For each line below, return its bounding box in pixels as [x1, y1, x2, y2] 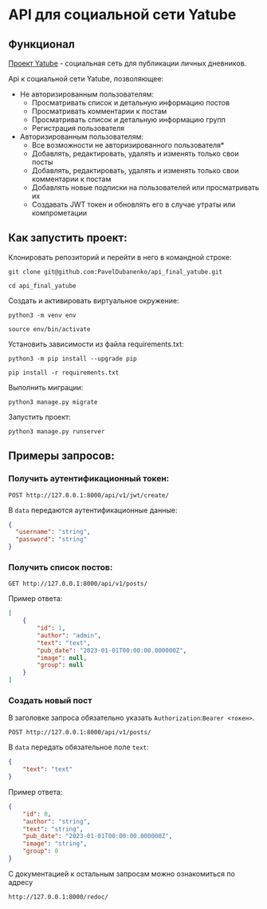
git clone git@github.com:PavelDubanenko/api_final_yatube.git [8, 267, 223, 276]
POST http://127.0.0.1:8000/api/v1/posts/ [8, 729, 151, 737]
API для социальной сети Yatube [8, 6, 237, 24]
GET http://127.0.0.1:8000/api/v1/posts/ [8, 580, 148, 588]
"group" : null [37, 661, 84, 670]
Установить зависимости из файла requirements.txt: [8, 339, 184, 349]
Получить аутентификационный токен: [8, 473, 170, 484]
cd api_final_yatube [8, 282, 77, 290]
